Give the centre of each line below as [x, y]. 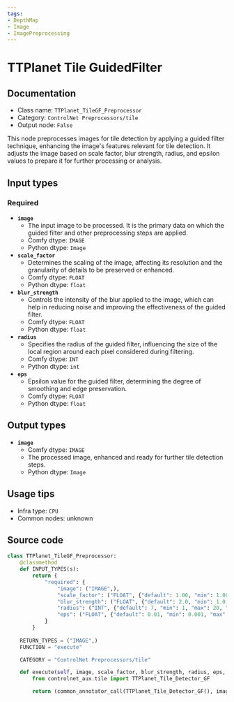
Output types [37, 426]
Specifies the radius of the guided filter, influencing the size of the [123, 344]
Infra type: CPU [38, 511]
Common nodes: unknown [55, 518]
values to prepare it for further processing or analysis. [85, 161]
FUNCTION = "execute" [51, 647]
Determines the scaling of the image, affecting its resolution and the [125, 262]
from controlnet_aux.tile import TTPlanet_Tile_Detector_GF [121, 679]
